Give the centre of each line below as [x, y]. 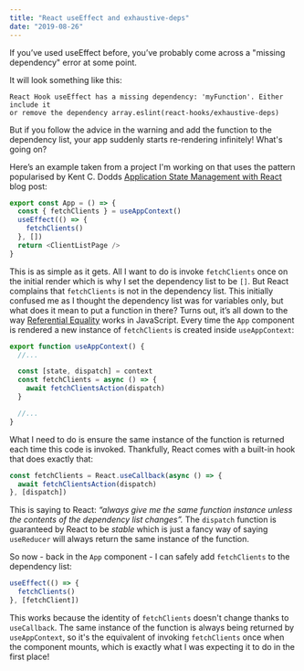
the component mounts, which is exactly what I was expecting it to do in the [152, 646]
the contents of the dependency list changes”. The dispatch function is [143, 520]
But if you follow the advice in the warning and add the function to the [141, 130]
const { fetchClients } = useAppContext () [100, 211]
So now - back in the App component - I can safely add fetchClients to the [150, 557]
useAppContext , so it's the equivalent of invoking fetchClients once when [147, 637]
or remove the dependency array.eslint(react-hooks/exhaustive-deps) [145, 112]
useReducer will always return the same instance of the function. [129, 539]
